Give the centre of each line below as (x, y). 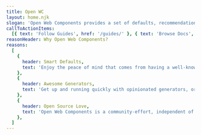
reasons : (17, 45)
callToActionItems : (31, 28)
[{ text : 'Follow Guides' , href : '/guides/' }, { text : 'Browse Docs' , (103, 34)
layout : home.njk (28, 17)
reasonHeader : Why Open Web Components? (57, 39)
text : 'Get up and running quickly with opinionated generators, (105, 90)
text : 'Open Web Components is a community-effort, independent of (108, 112)
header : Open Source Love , (56, 106)
